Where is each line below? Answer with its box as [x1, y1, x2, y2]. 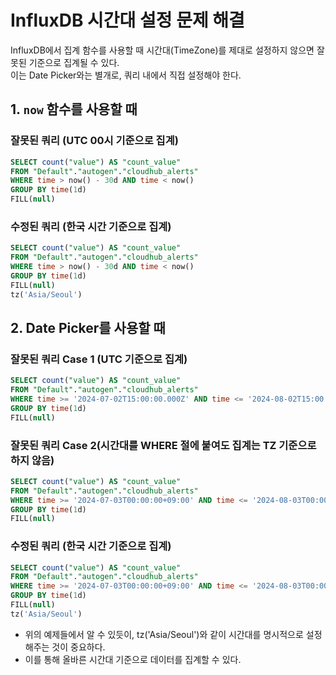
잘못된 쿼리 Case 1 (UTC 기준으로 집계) [10, 352, 188, 366]
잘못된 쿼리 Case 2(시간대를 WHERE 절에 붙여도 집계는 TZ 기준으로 [10, 438, 317, 452]
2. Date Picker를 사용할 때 [10, 319, 166, 336]
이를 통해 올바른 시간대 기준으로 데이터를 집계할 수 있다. [24, 653, 242, 665]
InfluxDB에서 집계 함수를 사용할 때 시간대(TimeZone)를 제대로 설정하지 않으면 [10, 44, 315, 56]
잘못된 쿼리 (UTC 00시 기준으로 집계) [10, 134, 179, 148]
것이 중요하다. [51, 641, 106, 653]
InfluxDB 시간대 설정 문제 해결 [10, 9, 245, 32]
